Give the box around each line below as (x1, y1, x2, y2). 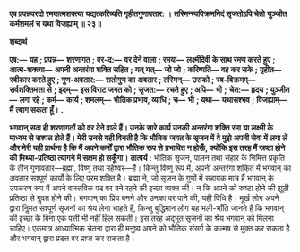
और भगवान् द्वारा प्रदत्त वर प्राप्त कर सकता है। (9, 233, 135, 243)
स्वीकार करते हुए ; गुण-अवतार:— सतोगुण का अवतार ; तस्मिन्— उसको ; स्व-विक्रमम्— (9, 74, 256, 85)
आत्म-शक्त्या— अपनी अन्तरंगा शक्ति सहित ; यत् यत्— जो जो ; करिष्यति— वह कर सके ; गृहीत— (9, 64, 282, 75)
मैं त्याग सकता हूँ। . (9, 105, 64, 115)
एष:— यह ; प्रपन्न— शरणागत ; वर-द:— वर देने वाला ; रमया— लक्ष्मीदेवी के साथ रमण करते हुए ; (9, 55, 276, 64)
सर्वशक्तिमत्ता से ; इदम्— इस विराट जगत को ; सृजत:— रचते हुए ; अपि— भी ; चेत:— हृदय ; (9, 85, 269, 95)
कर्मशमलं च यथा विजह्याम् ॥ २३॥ (9, 19, 101, 29)
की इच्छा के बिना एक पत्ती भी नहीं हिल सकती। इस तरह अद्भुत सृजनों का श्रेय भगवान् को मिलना (9, 213, 275, 223)
